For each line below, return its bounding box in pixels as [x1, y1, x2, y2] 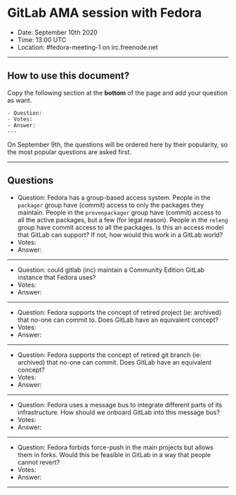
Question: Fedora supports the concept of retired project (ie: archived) [17, 308, 222, 316]
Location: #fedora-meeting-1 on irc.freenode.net [17, 43, 158, 51]
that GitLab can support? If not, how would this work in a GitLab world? [17, 230, 223, 239]
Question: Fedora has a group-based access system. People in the [17, 193, 211, 201]
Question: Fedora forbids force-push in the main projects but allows [17, 443, 214, 452]
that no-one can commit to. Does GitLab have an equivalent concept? [17, 316, 219, 324]
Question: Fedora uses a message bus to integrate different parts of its [17, 400, 223, 409]
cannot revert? [17, 458, 60, 466]
